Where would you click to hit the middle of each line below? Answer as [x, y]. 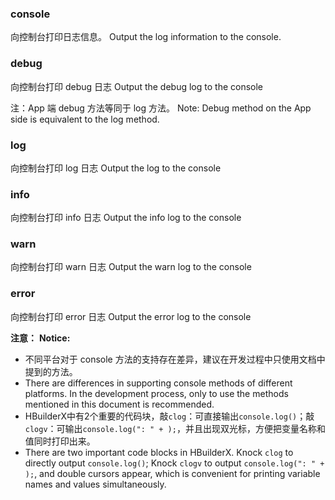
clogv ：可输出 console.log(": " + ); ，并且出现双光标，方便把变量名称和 [175, 428]
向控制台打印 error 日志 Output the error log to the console [131, 316]
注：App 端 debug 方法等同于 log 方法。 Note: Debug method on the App [161, 108]
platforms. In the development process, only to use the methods [156, 393]
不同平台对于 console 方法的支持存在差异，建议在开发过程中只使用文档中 [175, 359]
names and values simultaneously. [95, 484]
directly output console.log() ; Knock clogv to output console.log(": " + [174, 463]
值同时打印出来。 [60, 441]
